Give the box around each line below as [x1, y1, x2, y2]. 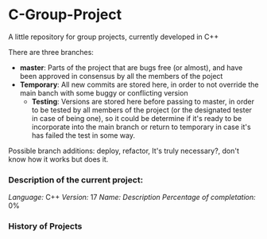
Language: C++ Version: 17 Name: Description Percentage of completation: [8, 193, 256, 202]
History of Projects [8, 221, 83, 232]
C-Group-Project [8, 6, 122, 24]
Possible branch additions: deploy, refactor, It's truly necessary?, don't [8, 146, 240, 155]
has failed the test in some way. [31, 130, 135, 140]
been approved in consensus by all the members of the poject [19, 71, 223, 80]
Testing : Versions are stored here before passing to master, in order [31, 96, 255, 106]
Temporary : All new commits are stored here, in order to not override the [19, 80, 259, 89]
